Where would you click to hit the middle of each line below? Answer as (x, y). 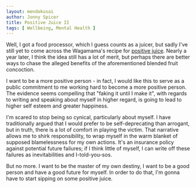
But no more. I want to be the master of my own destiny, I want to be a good (98, 166)
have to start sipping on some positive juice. (59, 179)
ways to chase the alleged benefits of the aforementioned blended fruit (92, 63)
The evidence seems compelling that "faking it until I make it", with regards (97, 93)
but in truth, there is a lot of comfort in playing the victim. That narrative (92, 130)
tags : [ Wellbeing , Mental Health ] (51, 28)
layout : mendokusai (30, 11)
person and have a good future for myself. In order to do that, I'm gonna (93, 172)
